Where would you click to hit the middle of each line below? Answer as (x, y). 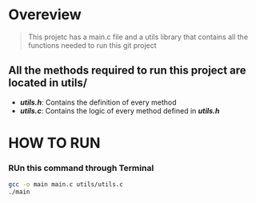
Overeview (45, 15)
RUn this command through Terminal (81, 168)
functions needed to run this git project (92, 45)
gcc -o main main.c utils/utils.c (66, 185)
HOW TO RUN (54, 143)
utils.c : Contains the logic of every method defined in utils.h (120, 110)
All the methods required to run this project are (127, 71)
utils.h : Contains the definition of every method (98, 102)
